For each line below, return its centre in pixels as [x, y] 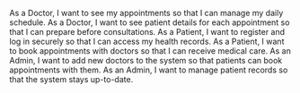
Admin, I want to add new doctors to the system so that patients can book [146, 60]
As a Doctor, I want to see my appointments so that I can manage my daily [146, 13]
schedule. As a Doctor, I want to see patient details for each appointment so [150, 22]
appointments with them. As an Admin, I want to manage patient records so [149, 70]
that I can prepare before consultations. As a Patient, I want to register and [147, 32]
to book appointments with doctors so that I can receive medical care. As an [150, 51]
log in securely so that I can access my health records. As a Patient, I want [147, 41]
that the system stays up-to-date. [71, 79]
